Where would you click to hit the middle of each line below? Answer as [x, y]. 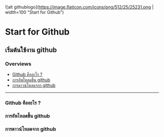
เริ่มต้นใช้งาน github [31, 50]
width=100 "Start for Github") [35, 12]
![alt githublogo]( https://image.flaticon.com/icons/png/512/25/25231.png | [79, 7]
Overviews [18, 64]
